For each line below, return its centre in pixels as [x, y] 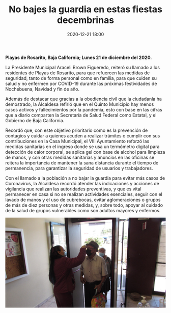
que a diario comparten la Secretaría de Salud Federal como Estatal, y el [81, 115]
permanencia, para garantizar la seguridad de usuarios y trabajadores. [79, 168]
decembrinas [85, 20]
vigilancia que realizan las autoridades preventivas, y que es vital [73, 189]
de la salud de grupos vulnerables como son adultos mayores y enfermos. [83, 210]
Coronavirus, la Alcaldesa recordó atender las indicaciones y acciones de [82, 183]
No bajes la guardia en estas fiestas [85, 9]
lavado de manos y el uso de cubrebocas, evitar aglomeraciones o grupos [83, 200]
